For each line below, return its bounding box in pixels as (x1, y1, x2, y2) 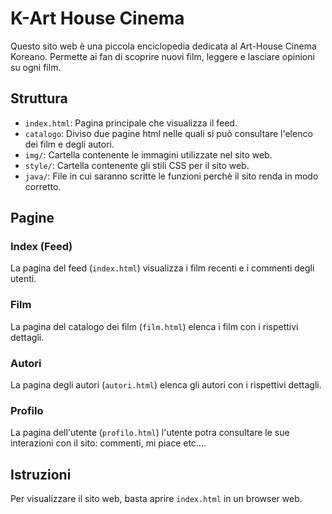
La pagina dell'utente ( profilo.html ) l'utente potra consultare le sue (10, 427, 290, 439)
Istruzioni (10, 466, 72, 483)
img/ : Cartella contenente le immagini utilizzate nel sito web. (24, 148, 273, 161)
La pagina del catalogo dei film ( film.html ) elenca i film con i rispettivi (10, 320, 299, 332)
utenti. (10, 273, 37, 285)
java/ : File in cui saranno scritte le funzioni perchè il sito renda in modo (24, 170, 319, 182)
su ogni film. (10, 61, 62, 73)
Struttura (10, 90, 68, 107)
